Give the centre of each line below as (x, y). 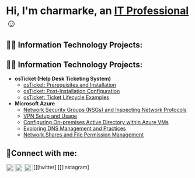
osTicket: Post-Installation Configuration (72, 91)
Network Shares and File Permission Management (83, 135)
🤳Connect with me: (41, 153)
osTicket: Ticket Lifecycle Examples (66, 97)
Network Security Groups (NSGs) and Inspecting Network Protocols (105, 110)
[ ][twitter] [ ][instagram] (61, 167)
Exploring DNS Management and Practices (75, 129)
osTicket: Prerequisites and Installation (70, 85)
